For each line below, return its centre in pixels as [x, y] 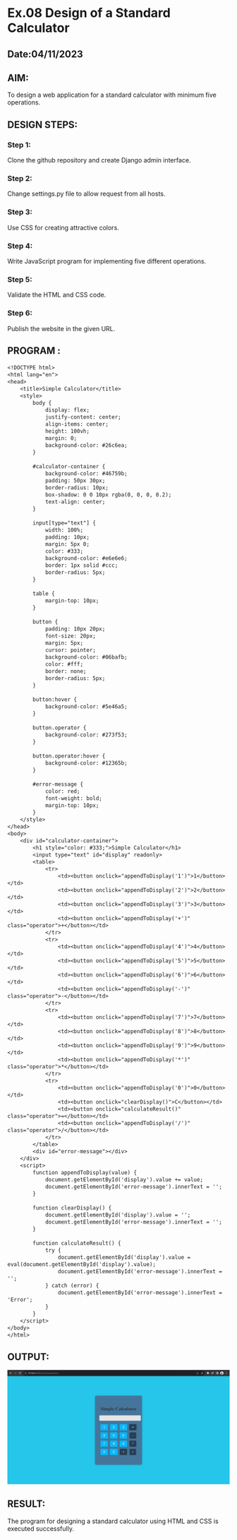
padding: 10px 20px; [75, 629]
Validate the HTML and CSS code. [57, 295]
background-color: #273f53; [86, 735]
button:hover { [55, 700]
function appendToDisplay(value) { [85, 1173]
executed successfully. [41, 1528]
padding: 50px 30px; [75, 481]
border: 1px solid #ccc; [81, 566]
